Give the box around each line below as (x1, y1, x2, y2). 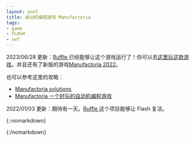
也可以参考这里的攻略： (6, 74, 64, 80)
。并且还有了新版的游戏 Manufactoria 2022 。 (11, 61, 121, 68)
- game (6, 25, 23, 32)
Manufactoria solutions (14, 86, 72, 92)
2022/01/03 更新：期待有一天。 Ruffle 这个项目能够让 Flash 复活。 (6, 105, 168, 112)
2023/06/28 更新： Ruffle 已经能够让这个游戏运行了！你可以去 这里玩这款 (6, 54, 184, 60)
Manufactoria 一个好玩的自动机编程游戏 (14, 93, 112, 99)
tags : (6, 20, 20, 26)
